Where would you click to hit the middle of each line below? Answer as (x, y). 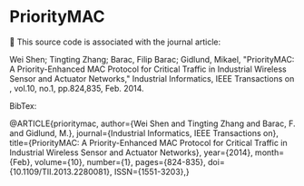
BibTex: (23, 105)
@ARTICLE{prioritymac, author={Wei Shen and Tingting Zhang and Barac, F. (153, 123)
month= (269, 152)
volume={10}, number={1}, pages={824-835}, (120, 162)
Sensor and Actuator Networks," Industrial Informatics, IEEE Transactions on (152, 78)
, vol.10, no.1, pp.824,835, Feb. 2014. (77, 88)
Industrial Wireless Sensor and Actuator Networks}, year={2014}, (131, 152)
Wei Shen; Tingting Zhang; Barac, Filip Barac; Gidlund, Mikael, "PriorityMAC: (152, 59)
